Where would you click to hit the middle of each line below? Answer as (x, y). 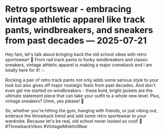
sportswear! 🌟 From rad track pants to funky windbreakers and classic (77, 59)
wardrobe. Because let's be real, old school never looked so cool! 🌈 (74, 121)
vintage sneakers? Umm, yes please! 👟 (44, 101)
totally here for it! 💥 (25, 70)
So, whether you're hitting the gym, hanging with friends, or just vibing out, (82, 110)
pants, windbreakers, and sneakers (79, 30)
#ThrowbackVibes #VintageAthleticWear (46, 126)
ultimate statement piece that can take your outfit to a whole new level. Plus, (83, 95)
